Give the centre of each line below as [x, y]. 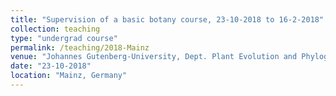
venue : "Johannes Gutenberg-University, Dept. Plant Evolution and [154, 57]
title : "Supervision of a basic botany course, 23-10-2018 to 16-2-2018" [167, 19]
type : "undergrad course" [64, 38]
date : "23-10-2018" [51, 66]
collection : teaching [55, 29]
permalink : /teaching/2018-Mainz [80, 47]
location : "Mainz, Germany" [69, 76]
